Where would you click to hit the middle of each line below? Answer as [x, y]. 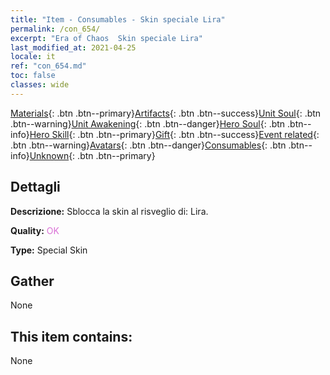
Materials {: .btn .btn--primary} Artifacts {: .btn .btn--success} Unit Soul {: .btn [166, 113]
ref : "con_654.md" [48, 66]
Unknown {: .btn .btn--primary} [92, 155]
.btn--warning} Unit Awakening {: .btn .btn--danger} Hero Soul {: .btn [148, 123]
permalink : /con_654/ [55, 29]
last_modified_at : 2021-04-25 [73, 47]
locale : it [33, 57]
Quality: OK [35, 230]
